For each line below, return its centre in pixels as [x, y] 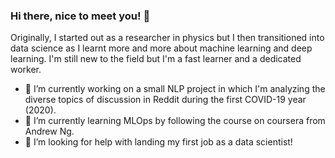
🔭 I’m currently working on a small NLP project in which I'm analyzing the [175, 89]
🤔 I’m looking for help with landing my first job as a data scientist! [158, 142]
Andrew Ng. [49, 131]
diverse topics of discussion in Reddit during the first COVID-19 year [165, 100]
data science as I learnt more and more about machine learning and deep [161, 48]
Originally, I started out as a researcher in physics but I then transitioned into [167, 38]
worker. [26, 70]
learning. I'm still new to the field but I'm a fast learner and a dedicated [156, 59]
